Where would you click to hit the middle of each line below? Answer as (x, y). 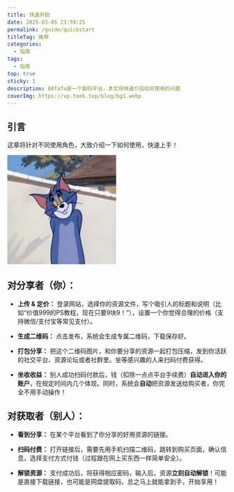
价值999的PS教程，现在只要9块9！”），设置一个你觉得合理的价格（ (122, 312)
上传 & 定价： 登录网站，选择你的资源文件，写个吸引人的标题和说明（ (116, 303)
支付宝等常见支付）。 (67, 321)
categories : (24, 44)
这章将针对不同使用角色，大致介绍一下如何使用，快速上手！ (93, 145)
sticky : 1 (22, 81)
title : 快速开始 (29, 15)
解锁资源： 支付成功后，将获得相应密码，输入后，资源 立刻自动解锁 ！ (116, 472)
